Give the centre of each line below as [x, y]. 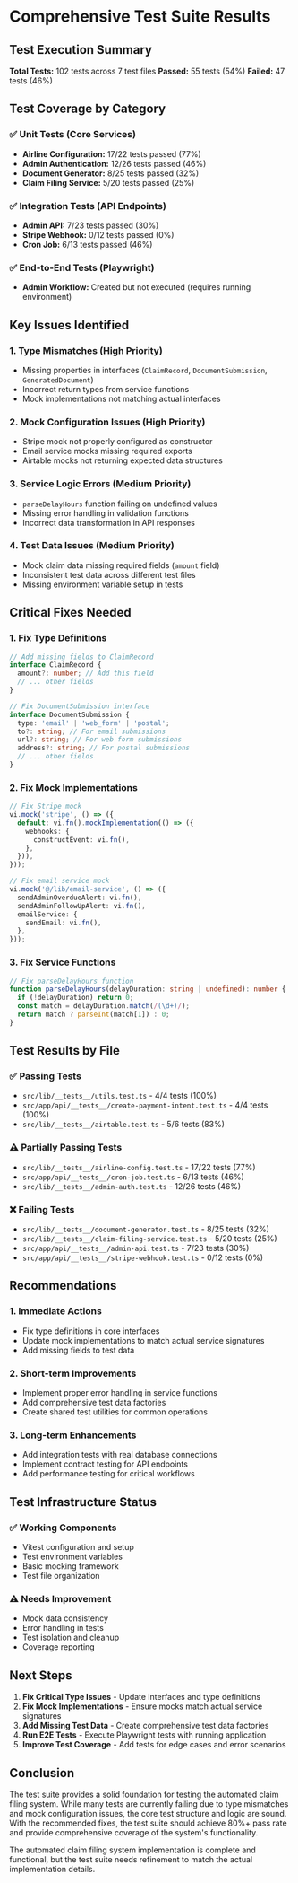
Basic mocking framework [70, 1566]
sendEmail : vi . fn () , [64, 923]
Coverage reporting [59, 1647]
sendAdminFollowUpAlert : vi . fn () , [81, 906]
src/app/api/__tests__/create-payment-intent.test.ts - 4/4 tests [145, 1105]
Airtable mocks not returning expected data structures [123, 460]
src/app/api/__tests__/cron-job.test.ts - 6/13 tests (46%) [133, 1177]
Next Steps [41, 1675]
